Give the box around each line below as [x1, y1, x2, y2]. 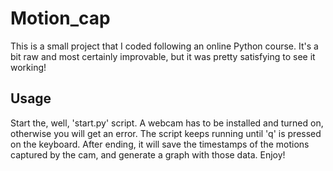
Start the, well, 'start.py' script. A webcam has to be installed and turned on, [10, 117, 324, 129]
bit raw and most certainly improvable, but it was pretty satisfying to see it [10, 50, 316, 62]
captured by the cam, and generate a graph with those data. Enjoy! [10, 148, 286, 161]
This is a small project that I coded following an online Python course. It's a [10, 40, 319, 52]
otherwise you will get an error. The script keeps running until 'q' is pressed [10, 127, 322, 139]
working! [10, 61, 47, 73]
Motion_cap [10, 7, 111, 30]
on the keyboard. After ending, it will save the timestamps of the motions [10, 138, 310, 150]
